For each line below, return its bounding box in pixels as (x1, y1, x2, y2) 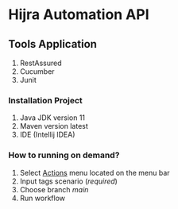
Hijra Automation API (8, 6, 149, 24)
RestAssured (19, 58, 62, 68)
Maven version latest (19, 122, 89, 131)
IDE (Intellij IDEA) (19, 130, 75, 140)
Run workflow (19, 193, 66, 203)
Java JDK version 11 (19, 113, 86, 122)
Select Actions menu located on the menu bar (19, 168, 170, 177)
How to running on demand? (8, 149, 120, 161)
